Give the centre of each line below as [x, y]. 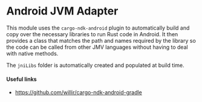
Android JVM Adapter [62, 11]
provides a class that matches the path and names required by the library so [101, 40]
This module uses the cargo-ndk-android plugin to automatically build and [98, 28]
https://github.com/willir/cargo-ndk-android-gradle [78, 92]
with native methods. [32, 53]
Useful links [22, 79]
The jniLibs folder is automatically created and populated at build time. [95, 65]
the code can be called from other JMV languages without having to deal [97, 47]
